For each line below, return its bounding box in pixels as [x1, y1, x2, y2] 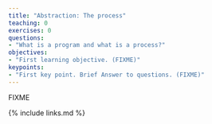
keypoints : [8, 64, 45, 72]
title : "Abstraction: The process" [8, 11, 127, 20]
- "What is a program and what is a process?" [8, 41, 166, 49]
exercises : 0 [8, 26, 52, 34]
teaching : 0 [8, 19, 48, 27]
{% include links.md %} [8, 108, 86, 118]
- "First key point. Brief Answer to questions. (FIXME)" [8, 71, 205, 79]
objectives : [8, 48, 48, 56]
